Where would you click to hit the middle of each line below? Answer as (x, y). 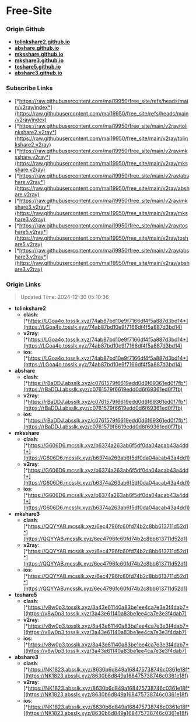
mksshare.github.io (39, 55)
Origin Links (24, 284)
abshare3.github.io (38, 73)
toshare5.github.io (38, 67)
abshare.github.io (37, 48)
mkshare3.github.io (39, 60)
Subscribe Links (29, 88)
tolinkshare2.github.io (42, 42)
